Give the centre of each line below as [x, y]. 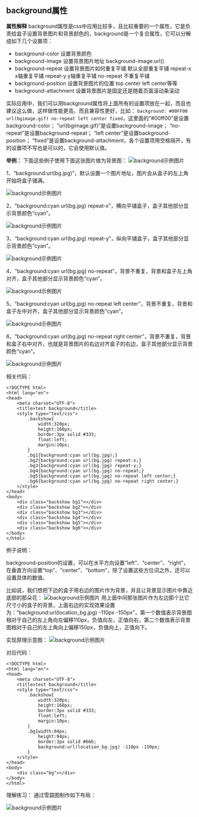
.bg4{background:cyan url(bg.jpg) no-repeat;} [86, 471]
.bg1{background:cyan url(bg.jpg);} [73, 455]
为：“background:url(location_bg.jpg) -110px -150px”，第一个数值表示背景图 [99, 612]
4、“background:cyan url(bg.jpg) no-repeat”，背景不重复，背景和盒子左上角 [99, 271]
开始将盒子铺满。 [27, 180]
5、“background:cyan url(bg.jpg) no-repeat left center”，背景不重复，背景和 [99, 303]
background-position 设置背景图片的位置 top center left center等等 [96, 83]
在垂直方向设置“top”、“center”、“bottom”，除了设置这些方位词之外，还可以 [98, 570]
